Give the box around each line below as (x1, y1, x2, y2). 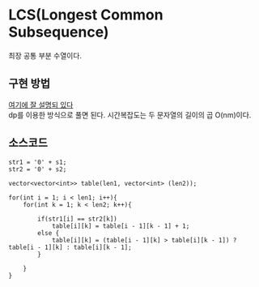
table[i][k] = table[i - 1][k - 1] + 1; (51, 221, 190, 230)
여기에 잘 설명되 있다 (8, 100, 74, 109)
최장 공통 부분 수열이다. (8, 50, 83, 60)
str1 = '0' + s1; (8, 158, 67, 166)
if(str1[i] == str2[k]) (37, 215, 117, 223)
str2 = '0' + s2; (8, 165, 67, 173)
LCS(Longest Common (8, 6, 163, 24)
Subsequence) (8, 23, 109, 41)
